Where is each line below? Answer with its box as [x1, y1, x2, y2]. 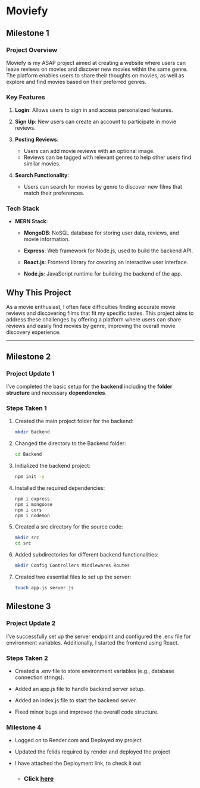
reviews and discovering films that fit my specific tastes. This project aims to [6, 309, 194, 317]
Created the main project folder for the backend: [14, 418, 134, 425]
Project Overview [6, 46, 58, 54]
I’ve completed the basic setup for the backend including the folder [6, 383, 173, 390]
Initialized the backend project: [14, 462, 91, 470]
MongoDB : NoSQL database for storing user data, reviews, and [23, 229, 179, 236]
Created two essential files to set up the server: [14, 573, 132, 581]
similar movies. [23, 160, 61, 167]
